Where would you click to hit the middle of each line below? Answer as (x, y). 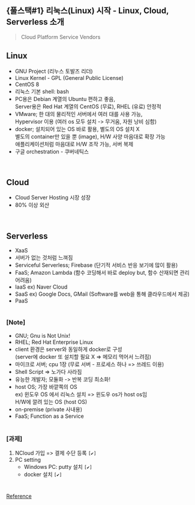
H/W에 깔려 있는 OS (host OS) (51, 402)
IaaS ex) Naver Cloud (41, 287)
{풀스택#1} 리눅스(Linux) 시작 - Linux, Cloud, (88, 11)
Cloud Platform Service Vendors (61, 37)
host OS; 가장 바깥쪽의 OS (46, 387)
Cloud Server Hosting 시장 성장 (53, 198)
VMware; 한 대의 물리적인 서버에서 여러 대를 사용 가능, (79, 114)
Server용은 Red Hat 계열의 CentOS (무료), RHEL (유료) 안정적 (88, 106)
